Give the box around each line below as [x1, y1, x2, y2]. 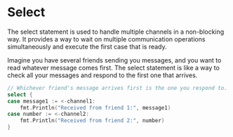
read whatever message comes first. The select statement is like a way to [7, 63, 220, 72]
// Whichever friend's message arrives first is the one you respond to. [7, 84, 228, 91]
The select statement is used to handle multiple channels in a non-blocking [7, 27, 225, 36]
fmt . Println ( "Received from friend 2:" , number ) [20, 117, 165, 124]
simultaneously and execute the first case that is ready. [7, 42, 167, 51]
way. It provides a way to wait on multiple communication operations [7, 34, 206, 43]
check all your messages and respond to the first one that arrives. [7, 71, 198, 79]
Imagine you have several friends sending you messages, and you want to [7, 56, 222, 64]
